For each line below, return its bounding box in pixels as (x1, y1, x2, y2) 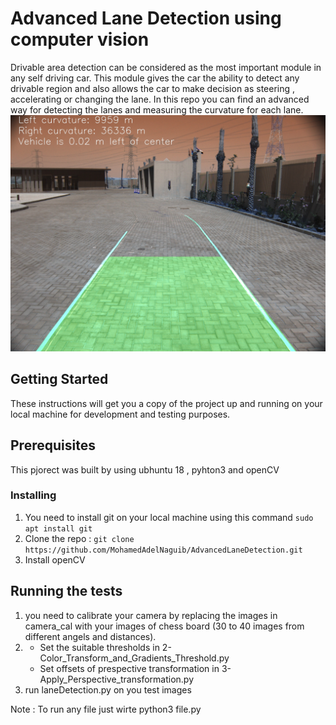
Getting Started (10, 371, 109, 388)
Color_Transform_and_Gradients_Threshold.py (39, 652, 230, 664)
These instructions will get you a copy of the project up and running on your (10, 397, 323, 409)
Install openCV (24, 553, 86, 566)
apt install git (24, 523, 93, 534)
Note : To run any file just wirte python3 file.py (10, 703, 202, 715)
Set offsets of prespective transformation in (39, 662, 220, 674)
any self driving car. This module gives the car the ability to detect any (10, 72, 300, 84)
